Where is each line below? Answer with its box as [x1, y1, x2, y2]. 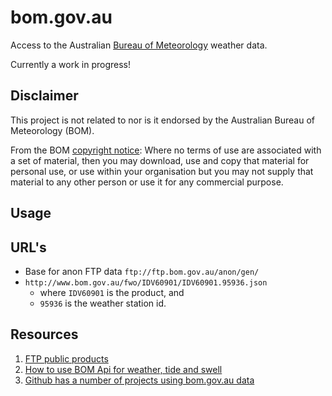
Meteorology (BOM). [10, 124, 95, 136]
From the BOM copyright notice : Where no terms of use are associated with [10, 144, 322, 156]
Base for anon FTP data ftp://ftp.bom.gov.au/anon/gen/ [24, 265, 260, 277]
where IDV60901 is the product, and [39, 286, 185, 298]
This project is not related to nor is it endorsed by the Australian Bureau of [10, 114, 315, 126]
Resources [10, 326, 79, 343]
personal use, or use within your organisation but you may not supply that [10, 165, 314, 177]
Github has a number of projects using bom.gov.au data [24, 374, 255, 386]
